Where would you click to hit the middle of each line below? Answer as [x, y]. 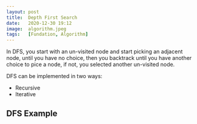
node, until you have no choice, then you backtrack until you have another [99, 58]
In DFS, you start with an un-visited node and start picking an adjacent [95, 51]
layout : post [23, 12]
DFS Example [32, 113]
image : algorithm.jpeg [36, 29]
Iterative [26, 94]
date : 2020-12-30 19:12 [39, 23]
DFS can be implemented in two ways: [54, 76]
